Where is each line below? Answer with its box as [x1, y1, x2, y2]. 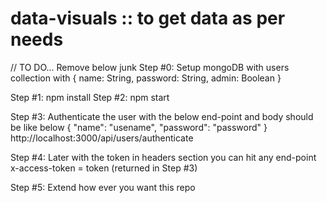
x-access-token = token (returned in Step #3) [10, 162, 198, 174]
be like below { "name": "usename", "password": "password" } [10, 121, 268, 133]
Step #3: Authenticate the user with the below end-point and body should [10, 110, 314, 122]
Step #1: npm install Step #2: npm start [10, 91, 170, 103]
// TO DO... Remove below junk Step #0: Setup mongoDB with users [10, 61, 290, 73]
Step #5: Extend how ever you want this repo [10, 181, 196, 193]
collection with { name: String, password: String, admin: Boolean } [10, 72, 282, 84]
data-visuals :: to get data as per [10, 7, 286, 30]
